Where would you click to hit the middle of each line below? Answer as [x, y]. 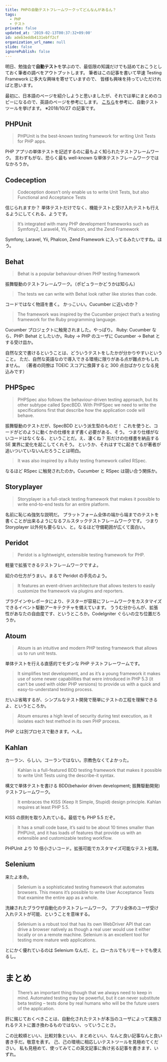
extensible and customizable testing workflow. [65, 838]
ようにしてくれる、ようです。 [40, 214]
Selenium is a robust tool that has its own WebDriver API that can [84, 924]
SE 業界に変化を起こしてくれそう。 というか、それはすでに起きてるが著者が [83, 444]
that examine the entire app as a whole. [58, 897]
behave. [26, 415]
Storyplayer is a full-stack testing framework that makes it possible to [89, 499]
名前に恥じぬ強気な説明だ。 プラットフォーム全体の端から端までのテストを [82, 515]
